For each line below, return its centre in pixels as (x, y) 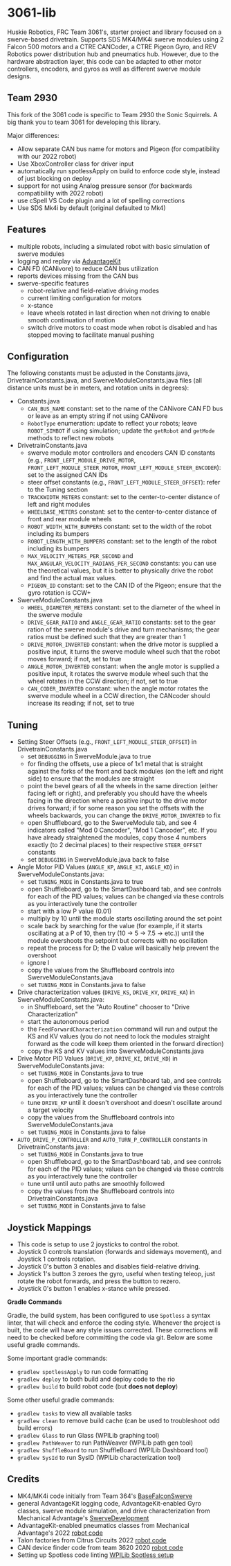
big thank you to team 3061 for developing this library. (84, 122)
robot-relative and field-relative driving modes (93, 290)
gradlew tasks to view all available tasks (74, 1413)
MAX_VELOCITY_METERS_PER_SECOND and (80, 556)
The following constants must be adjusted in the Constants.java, (99, 373)
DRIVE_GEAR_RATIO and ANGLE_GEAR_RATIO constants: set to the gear (121, 623)
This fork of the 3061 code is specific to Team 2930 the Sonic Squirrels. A (112, 114)
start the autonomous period (68, 1022)
